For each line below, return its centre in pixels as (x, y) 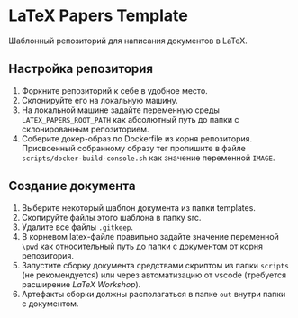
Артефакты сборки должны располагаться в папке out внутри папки (154, 294)
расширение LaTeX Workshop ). (81, 284)
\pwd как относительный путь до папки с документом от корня (142, 246)
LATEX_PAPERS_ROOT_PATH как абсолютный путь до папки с (130, 119)
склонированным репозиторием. (85, 129)
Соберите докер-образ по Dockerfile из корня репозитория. (137, 138)
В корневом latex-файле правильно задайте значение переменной (150, 236)
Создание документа (72, 186)
